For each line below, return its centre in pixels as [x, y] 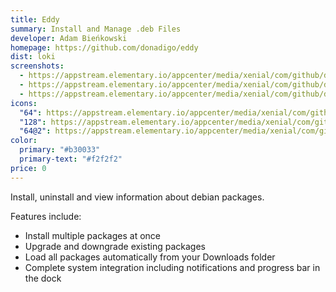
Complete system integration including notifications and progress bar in [172, 267]
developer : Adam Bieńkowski [69, 38]
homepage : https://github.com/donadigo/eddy [104, 47]
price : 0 [28, 168]
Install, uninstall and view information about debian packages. [137, 197]
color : [24, 141]
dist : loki [33, 57]
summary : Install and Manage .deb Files [96, 29]
